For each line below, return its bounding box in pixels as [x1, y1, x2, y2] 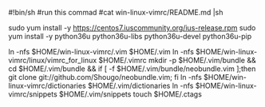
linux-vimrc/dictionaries [8, 81, 86, 90]
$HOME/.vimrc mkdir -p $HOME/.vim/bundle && [98, 56, 257, 65]
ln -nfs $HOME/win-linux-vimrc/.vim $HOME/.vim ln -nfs [8, 47, 194, 56]
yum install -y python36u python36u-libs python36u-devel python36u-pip [8, 32, 252, 41]
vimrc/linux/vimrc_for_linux [8, 56, 97, 65]
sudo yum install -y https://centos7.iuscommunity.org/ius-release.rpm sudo [8, 23, 256, 32]
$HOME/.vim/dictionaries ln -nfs [87, 81, 194, 90]
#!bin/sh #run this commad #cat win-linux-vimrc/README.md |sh [8, 8, 223, 17]
